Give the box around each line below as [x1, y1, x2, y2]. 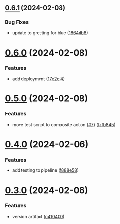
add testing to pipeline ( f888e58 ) [12, 168, 79, 173]
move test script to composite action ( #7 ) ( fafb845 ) [12, 121, 116, 127]
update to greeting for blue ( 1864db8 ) [12, 29, 88, 36]
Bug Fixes [5, 19, 29, 26]
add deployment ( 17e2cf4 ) [12, 76, 65, 82]
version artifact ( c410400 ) [12, 213, 65, 219]
